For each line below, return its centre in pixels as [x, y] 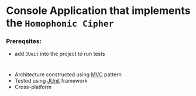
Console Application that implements [98, 11]
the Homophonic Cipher [60, 23]
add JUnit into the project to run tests [60, 54]
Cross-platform [33, 87]
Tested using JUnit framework [51, 80]
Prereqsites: [24, 41]
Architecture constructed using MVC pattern [68, 74]
